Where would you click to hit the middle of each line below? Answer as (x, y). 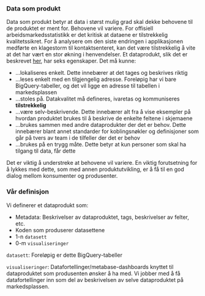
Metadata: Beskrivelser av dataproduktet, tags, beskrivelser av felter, (102, 217)
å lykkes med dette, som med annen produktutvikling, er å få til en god (95, 169)
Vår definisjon (28, 192)
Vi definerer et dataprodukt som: (47, 205)
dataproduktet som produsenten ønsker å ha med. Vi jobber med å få (93, 273)
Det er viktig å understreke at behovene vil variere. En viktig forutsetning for (102, 163)
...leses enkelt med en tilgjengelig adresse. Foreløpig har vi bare (95, 79)
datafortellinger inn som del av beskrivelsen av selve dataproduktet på (95, 279)
